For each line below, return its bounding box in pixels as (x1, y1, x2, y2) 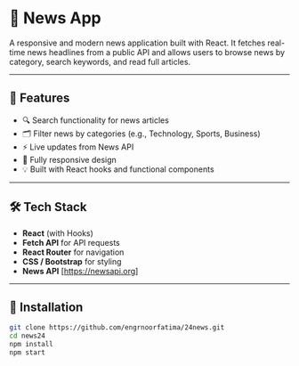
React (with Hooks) (21, 227, 93, 239)
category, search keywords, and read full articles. (9, 56, 191, 67)
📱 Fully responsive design (21, 154, 117, 165)
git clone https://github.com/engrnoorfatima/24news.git (9, 323, 225, 332)
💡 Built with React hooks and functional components (21, 164, 215, 175)
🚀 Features (9, 91, 70, 106)
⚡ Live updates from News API (21, 142, 134, 152)
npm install (9, 340, 53, 349)
